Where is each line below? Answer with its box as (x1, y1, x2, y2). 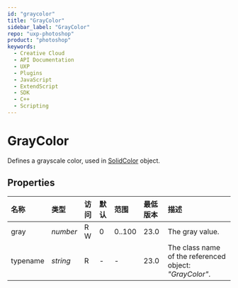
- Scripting (13, 103, 50, 110)
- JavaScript (13, 76, 52, 83)
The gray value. (167, 226, 220, 236)
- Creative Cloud (13, 50, 65, 57)
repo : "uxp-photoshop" (7, 30, 74, 38)
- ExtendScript (13, 83, 59, 90)
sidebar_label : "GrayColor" (7, 23, 91, 30)
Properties (7, 177, 55, 189)
